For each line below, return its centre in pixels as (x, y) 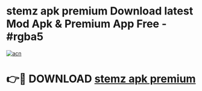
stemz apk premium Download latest (100, 11)
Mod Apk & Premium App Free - (87, 24)
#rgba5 (25, 37)
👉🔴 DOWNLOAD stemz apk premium (101, 79)
